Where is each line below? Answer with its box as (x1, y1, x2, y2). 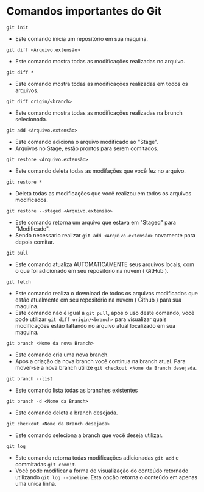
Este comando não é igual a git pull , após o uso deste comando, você (15, 309, 195, 316)
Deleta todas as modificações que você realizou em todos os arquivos (15, 189, 192, 197)
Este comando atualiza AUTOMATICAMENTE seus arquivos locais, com (15, 261, 195, 268)
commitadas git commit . (15, 460, 77, 468)
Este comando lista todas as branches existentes (15, 386, 138, 394)
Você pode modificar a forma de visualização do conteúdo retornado (15, 467, 189, 474)
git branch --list (6, 375, 53, 382)
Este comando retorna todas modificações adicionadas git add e (15, 454, 179, 461)
